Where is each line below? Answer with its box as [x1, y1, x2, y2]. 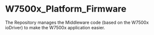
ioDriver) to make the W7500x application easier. [5, 24, 105, 30]
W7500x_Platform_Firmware [5, 3, 127, 15]
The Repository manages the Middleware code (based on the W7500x [5, 19, 149, 25]
